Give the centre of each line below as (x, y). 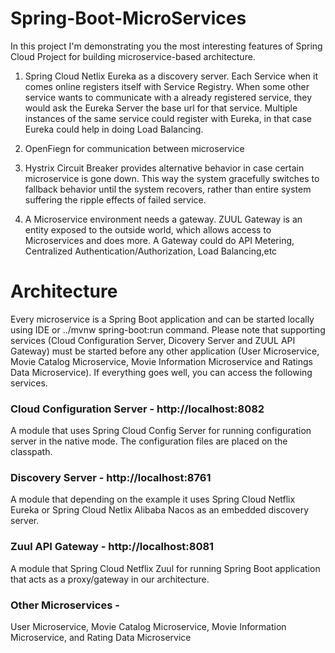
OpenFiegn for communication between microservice (134, 148)
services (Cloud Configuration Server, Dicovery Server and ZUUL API (153, 340)
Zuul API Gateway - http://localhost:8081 (112, 547)
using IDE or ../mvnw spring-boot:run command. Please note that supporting (168, 329)
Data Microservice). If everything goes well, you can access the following (161, 372)
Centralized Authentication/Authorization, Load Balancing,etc (151, 251)
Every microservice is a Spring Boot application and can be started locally (162, 319)
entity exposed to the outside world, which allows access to (148, 229)
